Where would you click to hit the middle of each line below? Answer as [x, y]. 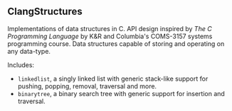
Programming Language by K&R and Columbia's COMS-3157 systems [110, 36]
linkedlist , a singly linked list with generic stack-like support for [113, 78]
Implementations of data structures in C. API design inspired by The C [110, 28]
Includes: [21, 65]
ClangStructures [45, 12]
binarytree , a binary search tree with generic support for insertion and [121, 93]
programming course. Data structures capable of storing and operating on [116, 43]
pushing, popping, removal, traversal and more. [87, 86]
